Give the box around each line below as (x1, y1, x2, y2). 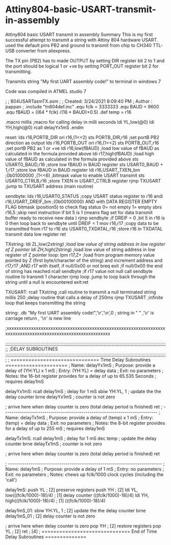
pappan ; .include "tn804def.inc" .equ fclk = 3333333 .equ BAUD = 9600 (5, 103, 159, 109)
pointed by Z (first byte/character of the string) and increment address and (5, 257, 163, 263)
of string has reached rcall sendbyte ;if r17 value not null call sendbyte (5, 268, 153, 274)
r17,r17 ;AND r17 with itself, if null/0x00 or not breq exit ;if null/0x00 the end (5, 262, 163, 269)
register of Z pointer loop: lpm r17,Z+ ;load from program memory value (5, 252, 155, 258)
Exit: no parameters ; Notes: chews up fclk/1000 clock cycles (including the (5, 471, 164, 478)
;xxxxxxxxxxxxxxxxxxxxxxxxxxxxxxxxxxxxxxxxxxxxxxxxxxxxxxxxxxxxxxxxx (5, 325, 165, 331)
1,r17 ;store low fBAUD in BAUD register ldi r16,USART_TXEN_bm (5, 167, 140, 173)
